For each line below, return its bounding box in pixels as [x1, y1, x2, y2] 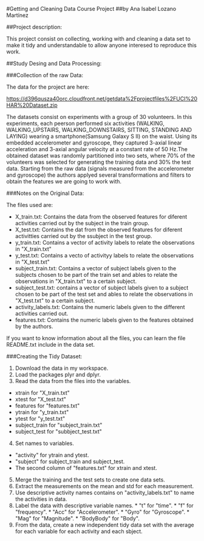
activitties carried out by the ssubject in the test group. [15, 233, 152, 239]
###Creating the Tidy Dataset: [6, 353, 83, 360]
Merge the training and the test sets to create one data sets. [15, 476, 165, 483]
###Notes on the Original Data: [6, 189, 84, 197]
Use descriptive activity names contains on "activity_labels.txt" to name [15, 489, 195, 496]
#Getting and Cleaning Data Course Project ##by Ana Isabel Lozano [6, 5, 177, 12]
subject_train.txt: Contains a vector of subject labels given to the [15, 265, 177, 272]
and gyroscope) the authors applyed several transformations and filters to [6, 171, 191, 179]
